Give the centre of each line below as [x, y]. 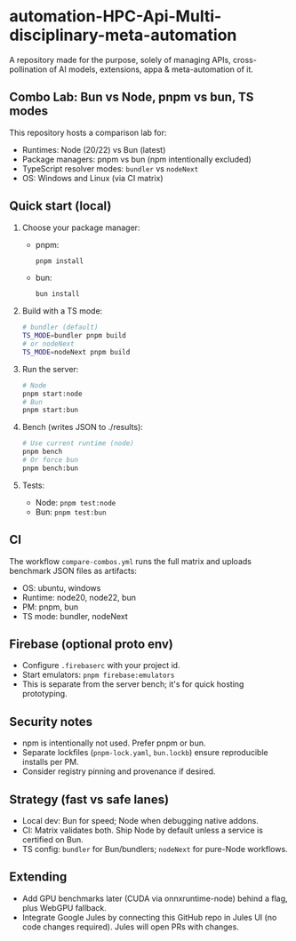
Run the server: [50, 369]
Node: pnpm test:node [76, 502]
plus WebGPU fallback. [64, 907]
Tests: [33, 485]
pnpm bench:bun [50, 468]
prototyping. [45, 694]
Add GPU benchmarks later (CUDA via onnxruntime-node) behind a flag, [155, 898]
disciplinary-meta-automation [123, 35]
